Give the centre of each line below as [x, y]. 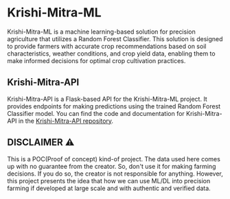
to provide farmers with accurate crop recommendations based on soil [107, 46]
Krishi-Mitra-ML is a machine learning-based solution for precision [101, 32]
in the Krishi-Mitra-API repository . [66, 121]
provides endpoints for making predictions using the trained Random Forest [114, 106]
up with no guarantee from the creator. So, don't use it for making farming [112, 166]
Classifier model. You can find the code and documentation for [96, 113]
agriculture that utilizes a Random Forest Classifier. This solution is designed [115, 38]
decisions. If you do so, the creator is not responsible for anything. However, [115, 174]
